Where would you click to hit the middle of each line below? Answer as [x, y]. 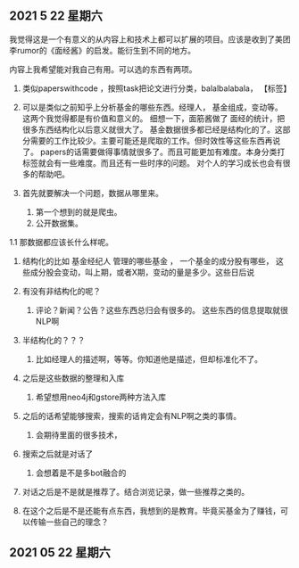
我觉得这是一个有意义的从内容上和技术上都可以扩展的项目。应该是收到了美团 [150, 39]
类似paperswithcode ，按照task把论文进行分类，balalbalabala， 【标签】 [157, 88]
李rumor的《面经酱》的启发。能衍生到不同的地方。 [103, 50]
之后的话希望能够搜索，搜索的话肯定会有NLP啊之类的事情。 [132, 416]
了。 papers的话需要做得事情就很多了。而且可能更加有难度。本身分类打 [154, 152]
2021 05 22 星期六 [60, 552]
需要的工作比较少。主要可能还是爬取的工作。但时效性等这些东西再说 [155, 140]
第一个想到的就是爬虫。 [79, 211]
